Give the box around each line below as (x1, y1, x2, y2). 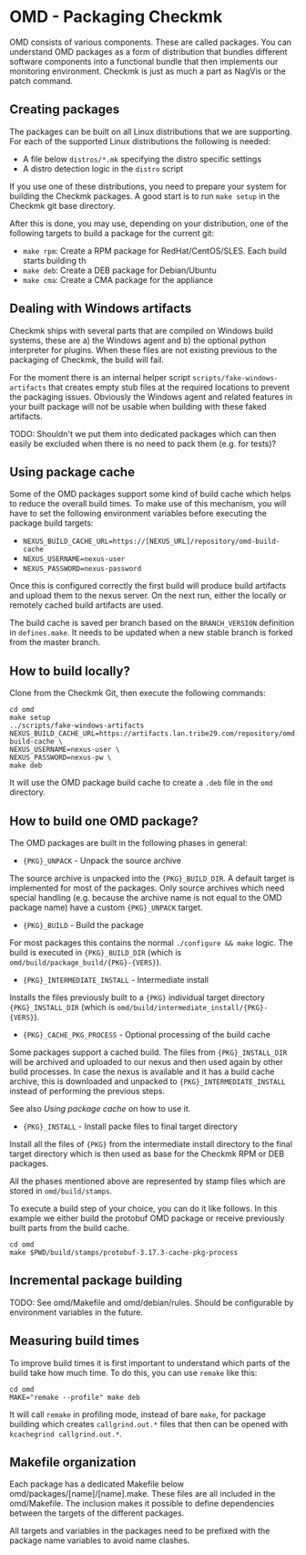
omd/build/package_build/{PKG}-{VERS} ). (9, 956, 162, 967)
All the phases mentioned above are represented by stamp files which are (9, 1175, 286, 1186)
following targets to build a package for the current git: (9, 227, 214, 238)
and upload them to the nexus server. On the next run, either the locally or (9, 590, 287, 601)
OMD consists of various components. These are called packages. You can (9, 37, 292, 47)
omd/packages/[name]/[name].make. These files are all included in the (9, 1488, 276, 1499)
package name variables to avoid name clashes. (9, 1535, 190, 1546)
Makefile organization (9, 1455, 137, 1470)
